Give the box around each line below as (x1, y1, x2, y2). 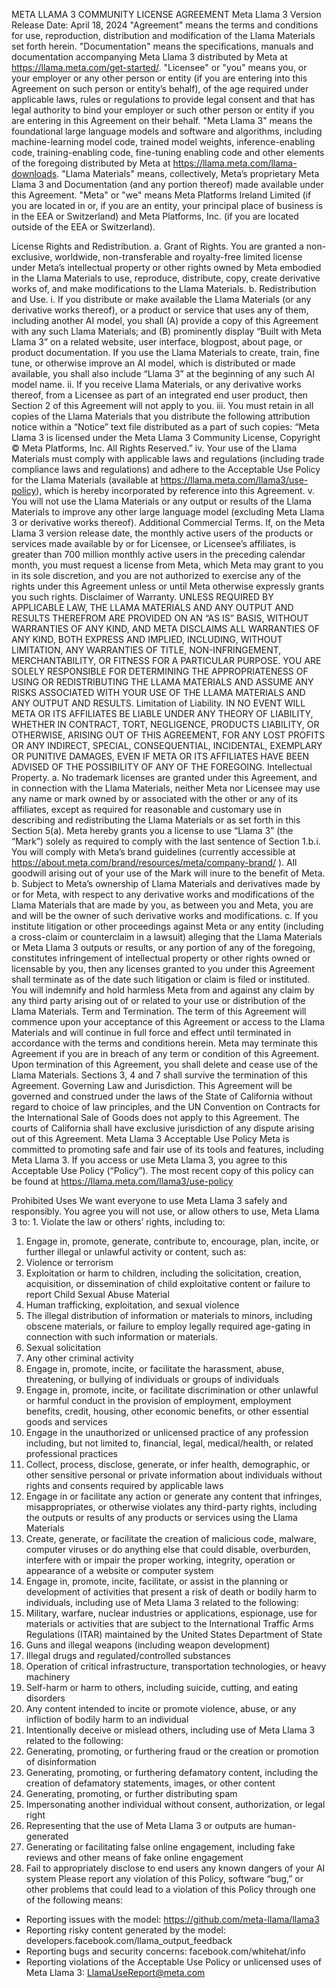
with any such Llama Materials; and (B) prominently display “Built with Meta (11, 325, 323, 337)
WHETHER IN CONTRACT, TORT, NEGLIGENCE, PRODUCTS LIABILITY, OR (11, 719, 320, 730)
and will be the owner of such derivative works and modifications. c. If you (11, 910, 319, 921)
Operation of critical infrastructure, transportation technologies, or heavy (25, 1660, 327, 1672)
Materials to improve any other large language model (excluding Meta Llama (11, 506, 325, 518)
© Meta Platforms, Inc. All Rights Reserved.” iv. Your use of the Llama (11, 442, 298, 454)
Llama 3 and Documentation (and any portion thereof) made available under (11, 179, 324, 190)
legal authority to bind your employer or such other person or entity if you (11, 104, 315, 116)
